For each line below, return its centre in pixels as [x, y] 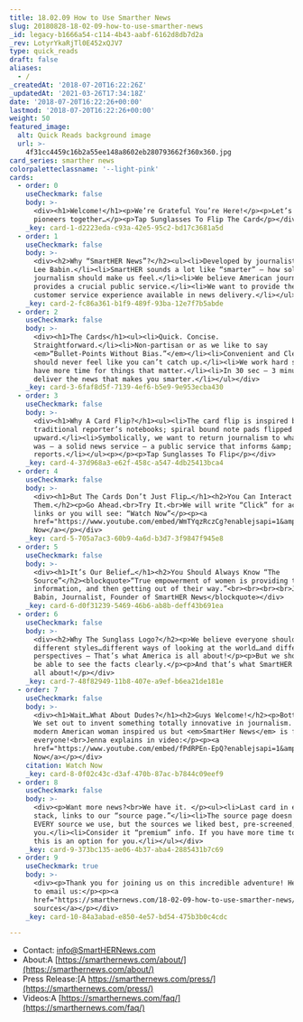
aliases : [26, 69]
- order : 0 [38, 186]
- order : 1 [38, 236]
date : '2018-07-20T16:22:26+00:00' [76, 102]
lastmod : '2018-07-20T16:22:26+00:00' [82, 110]
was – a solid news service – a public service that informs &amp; [163, 446]
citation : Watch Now [64, 765]
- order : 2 [38, 312]
